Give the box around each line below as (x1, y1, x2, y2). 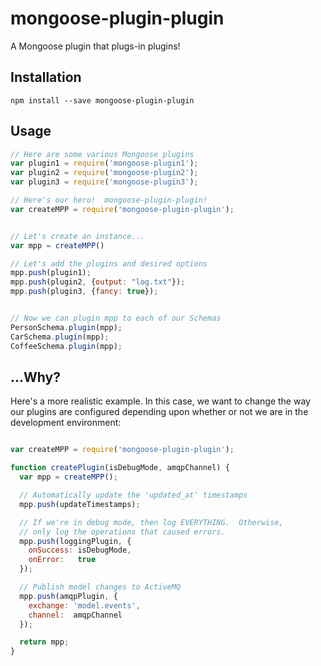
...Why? (10, 368, 61, 386)
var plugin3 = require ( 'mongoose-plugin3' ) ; (10, 177, 199, 187)
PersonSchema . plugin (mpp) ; (10, 322, 123, 332)
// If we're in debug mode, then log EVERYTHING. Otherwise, (19, 517, 284, 527)
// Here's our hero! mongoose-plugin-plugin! (10, 195, 208, 206)
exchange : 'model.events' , (28, 600, 141, 611)
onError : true (28, 555, 97, 565)
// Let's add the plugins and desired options (10, 258, 208, 269)
